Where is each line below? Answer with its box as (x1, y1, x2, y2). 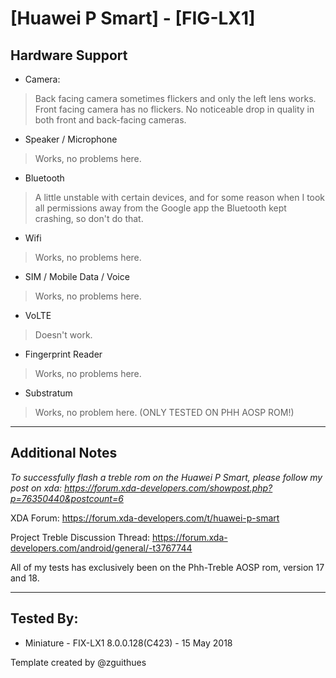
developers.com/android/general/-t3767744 (10, 542, 193, 554)
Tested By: (10, 610, 79, 627)
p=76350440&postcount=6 (10, 492, 124, 504)
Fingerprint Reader (24, 348, 103, 360)
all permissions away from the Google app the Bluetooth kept (34, 202, 287, 214)
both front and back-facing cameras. (34, 114, 187, 126)
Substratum (24, 387, 73, 399)
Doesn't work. (34, 329, 93, 341)
